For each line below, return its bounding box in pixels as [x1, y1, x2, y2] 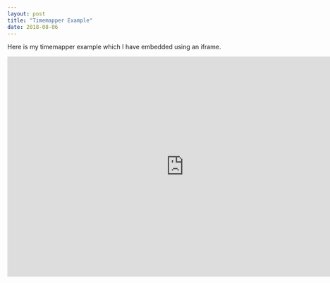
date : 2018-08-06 [7, 23, 59, 30]
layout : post [7, 10, 46, 18]
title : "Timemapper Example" [7, 17, 93, 24]
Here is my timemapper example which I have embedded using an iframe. [7, 43, 221, 51]
